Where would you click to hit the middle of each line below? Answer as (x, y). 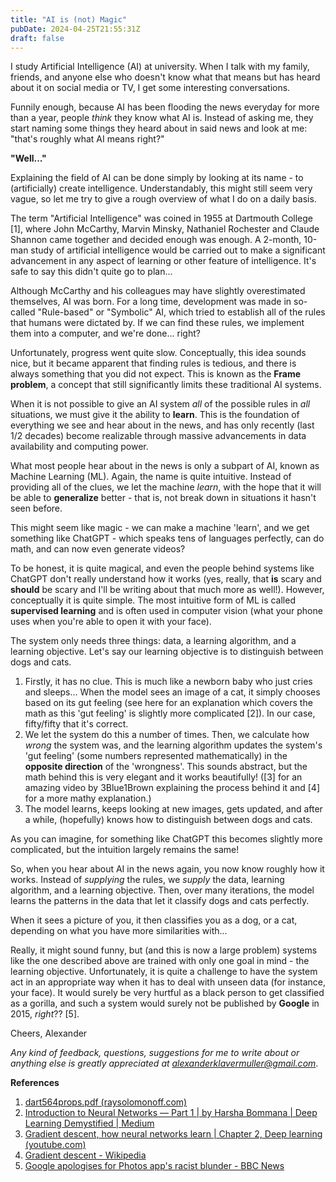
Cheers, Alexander (49, 1033)
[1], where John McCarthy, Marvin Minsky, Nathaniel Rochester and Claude (165, 229)
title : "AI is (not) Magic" (69, 19)
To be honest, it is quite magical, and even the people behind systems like (162, 568)
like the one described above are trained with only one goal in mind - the (160, 961)
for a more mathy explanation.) (88, 798)
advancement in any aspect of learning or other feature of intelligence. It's (163, 261)
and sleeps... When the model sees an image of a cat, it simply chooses (172, 692)
